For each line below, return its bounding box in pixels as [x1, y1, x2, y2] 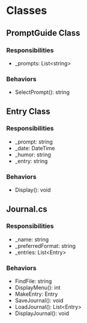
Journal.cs [6, 204, 48, 214]
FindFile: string [14, 278, 52, 285]
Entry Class [6, 106, 50, 116]
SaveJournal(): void [14, 297, 64, 304]
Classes [6, 4, 47, 18]
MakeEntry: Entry [14, 290, 58, 298]
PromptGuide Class [6, 28, 80, 38]
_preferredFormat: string [14, 242, 76, 249]
